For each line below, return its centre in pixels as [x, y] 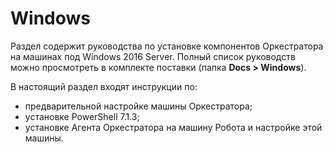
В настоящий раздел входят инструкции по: [104, 86]
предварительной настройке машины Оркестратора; [138, 106]
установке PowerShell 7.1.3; [82, 116]
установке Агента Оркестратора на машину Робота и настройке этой [173, 127]
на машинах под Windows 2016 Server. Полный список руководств [153, 56]
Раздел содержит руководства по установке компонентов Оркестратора [167, 46]
